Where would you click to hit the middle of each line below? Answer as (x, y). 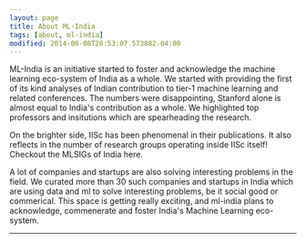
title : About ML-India (52, 26)
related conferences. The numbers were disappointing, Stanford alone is (145, 98)
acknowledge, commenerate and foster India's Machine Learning (132, 211)
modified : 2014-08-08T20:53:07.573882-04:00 (95, 43)
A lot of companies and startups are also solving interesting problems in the (151, 172)
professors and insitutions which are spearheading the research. (131, 117)
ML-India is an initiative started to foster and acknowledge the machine (143, 69)
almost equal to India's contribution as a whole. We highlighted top (134, 108)
